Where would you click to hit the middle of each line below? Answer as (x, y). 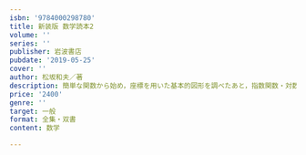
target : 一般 (33, 111)
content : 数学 (35, 129)
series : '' (30, 43)
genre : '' (28, 103)
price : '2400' (36, 94)
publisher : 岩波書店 (46, 52)
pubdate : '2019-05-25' (52, 60)
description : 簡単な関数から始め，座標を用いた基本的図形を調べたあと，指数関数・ (148, 86)
